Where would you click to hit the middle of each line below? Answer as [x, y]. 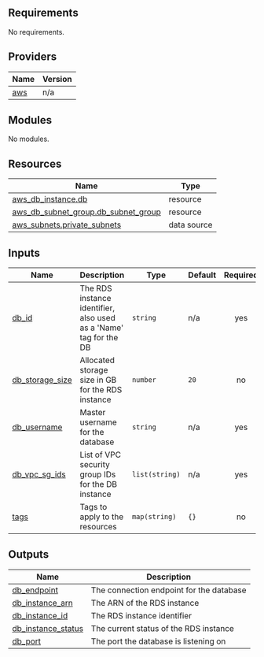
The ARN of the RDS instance [145, 603]
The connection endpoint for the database [169, 590]
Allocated [97, 360]
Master [93, 413]
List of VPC [101, 455]
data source [191, 225]
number [145, 380]
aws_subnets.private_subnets [67, 225]
